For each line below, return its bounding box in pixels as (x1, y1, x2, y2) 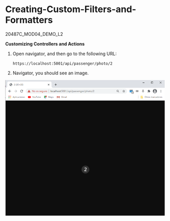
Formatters (5, 14, 53, 26)
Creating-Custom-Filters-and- (5, 4, 137, 15)
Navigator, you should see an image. (12, 70, 89, 76)
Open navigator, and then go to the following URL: (12, 51, 117, 57)
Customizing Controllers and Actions (5, 40, 85, 47)
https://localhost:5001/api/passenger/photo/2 (12, 61, 113, 66)
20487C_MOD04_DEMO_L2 (5, 31, 63, 37)
